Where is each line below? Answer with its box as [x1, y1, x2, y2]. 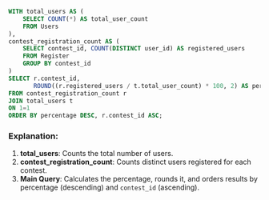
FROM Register [22, 52, 70, 60]
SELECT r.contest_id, [8, 74, 81, 82]
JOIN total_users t [8, 97, 74, 105]
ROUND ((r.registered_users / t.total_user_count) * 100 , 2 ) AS [33, 82, 249, 90]
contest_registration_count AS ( [8, 37, 120, 46]
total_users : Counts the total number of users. [19, 149, 174, 158]
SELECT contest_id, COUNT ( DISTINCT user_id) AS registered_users [22, 45, 246, 53]
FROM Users [22, 22, 59, 30]
